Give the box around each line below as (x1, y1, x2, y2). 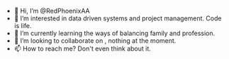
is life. (13, 22, 32, 29)
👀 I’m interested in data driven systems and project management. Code (13, 14, 222, 22)
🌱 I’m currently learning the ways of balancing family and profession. (13, 29, 216, 37)
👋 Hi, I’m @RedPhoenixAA (13, 7, 90, 15)
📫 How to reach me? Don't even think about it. (13, 44, 151, 53)
